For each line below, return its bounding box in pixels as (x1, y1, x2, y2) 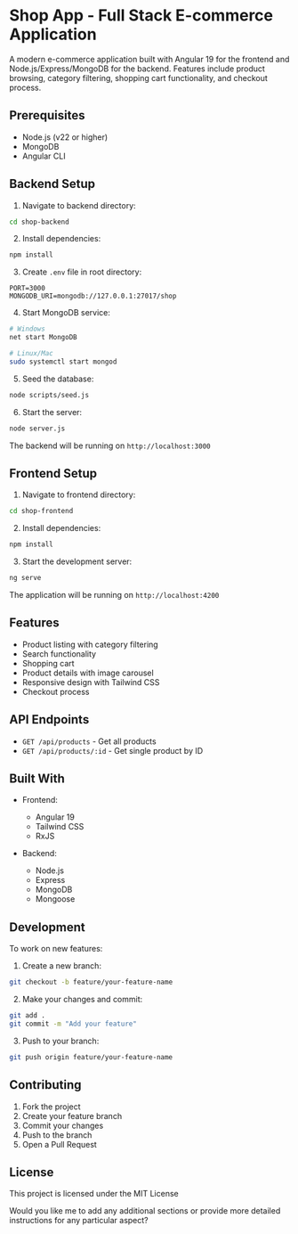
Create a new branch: (21, 960, 102, 971)
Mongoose (35, 894, 76, 904)
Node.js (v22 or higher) (21, 131, 109, 143)
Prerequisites (9, 108, 85, 123)
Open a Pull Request (21, 1139, 98, 1149)
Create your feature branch (21, 1110, 123, 1121)
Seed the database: (21, 373, 94, 384)
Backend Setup (9, 176, 96, 192)
